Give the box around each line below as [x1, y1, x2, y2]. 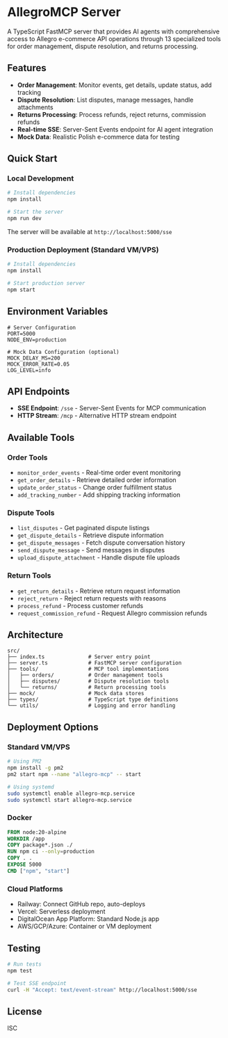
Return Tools [7, 571, 51, 580]
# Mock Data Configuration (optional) [7, 348, 120, 355]
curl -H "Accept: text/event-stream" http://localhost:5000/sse [7, 986, 197, 993]
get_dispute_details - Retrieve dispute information [17, 531, 164, 540]
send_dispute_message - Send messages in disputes [17, 546, 165, 555]
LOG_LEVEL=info [7, 366, 51, 373]
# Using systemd [7, 783, 54, 791]
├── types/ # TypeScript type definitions [7, 696, 179, 704]
